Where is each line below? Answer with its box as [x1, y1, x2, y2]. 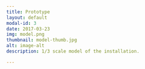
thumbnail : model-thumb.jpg [6, 37, 78, 43]
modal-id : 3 [6, 20, 36, 26]
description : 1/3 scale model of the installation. [6, 48, 140, 54]
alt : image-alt [6, 43, 45, 49]
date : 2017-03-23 [6, 25, 50, 32]
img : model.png [6, 31, 45, 38]
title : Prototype [6, 8, 50, 15]
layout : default [6, 15, 47, 21]
